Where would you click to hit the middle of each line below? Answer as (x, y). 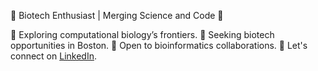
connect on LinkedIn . (53, 56)
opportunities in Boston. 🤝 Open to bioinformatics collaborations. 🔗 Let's (159, 45)
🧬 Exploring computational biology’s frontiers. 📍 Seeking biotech (142, 34)
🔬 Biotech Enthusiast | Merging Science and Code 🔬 (117, 15)
